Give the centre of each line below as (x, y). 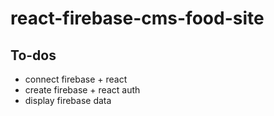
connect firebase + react (76, 79)
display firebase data (68, 100)
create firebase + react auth (82, 90)
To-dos (33, 55)
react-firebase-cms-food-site (137, 18)
